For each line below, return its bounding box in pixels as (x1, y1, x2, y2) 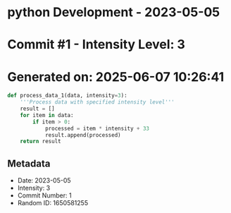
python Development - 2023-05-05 (7, 4, 220, 20)
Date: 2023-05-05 (17, 176, 72, 185)
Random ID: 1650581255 (17, 199, 89, 207)
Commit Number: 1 (17, 191, 72, 200)
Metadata (7, 157, 51, 169)
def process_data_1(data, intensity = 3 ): (7, 92, 128, 99)
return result (20, 138, 61, 145)
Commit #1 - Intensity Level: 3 (7, 37, 185, 53)
